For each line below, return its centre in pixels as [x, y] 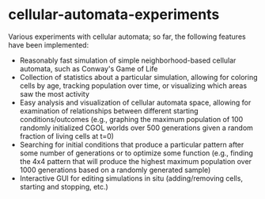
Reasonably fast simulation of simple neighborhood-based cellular [128, 60]
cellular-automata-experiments [114, 15]
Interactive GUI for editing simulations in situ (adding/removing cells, [131, 178]
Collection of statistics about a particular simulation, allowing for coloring [139, 77]
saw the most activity [54, 94]
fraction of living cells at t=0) [67, 136]
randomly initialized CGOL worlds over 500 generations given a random [136, 128]
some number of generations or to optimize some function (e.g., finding [136, 153]
